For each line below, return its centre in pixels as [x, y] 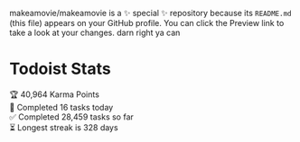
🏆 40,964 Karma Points [54, 94]
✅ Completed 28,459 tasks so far [71, 117]
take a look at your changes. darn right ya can [95, 32]
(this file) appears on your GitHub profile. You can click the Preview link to [147, 23]
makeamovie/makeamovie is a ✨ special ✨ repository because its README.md [150, 13]
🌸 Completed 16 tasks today [61, 107]
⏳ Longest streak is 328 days [64, 127]
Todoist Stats [60, 69]
